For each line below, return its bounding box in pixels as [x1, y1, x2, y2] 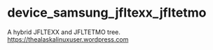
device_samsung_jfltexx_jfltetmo [7, 5, 207, 21]
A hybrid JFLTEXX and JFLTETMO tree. [7, 28, 121, 36]
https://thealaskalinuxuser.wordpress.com [7, 35, 129, 43]
